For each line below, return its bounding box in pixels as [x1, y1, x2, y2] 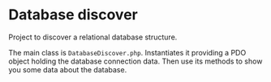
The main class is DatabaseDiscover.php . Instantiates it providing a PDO [8, 47, 247, 57]
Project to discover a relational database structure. [8, 32, 178, 42]
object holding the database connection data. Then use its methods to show [8, 56, 263, 66]
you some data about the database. [8, 64, 127, 74]
